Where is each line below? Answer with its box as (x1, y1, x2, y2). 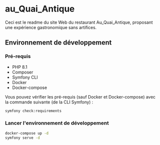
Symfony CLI (12, 74, 38, 80)
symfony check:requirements (5, 108, 62, 113)
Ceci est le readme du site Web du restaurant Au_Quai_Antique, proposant (5, 19, 153, 25)
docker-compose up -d (5, 130, 49, 136)
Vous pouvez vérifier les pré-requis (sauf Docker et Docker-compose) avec (5, 94, 156, 100)
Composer (12, 69, 33, 75)
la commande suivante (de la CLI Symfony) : (5, 99, 94, 105)
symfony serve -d (5, 135, 40, 140)
